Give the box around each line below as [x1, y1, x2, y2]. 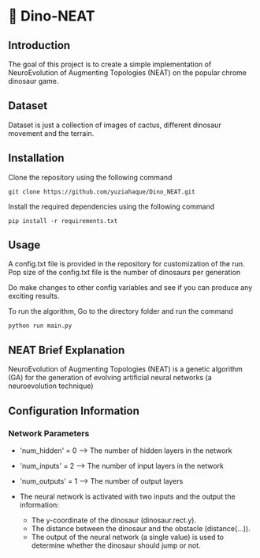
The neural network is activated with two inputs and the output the [19, 492, 236, 501]
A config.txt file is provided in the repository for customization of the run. [8, 259, 246, 269]
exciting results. [8, 292, 60, 301]
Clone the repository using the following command [8, 172, 173, 182]
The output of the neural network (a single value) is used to [31, 532, 225, 541]
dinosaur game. [8, 77, 59, 85]
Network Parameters [8, 428, 90, 439]
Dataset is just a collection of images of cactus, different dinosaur [8, 120, 222, 130]
